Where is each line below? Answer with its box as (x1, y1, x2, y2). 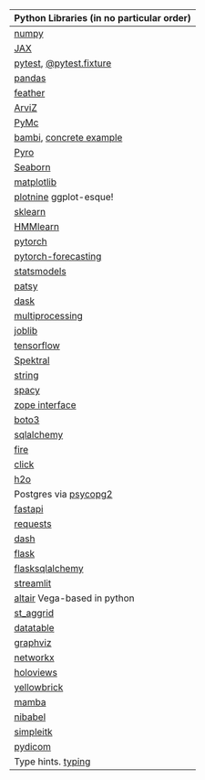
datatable (14, 622, 55, 634)
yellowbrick (14, 681, 64, 693)
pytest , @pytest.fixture (14, 57, 112, 69)
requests (14, 518, 52, 529)
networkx (14, 651, 55, 664)
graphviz (14, 636, 52, 648)
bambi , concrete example (14, 132, 123, 144)
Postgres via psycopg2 (14, 488, 113, 500)
